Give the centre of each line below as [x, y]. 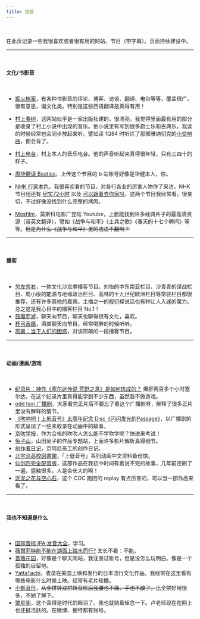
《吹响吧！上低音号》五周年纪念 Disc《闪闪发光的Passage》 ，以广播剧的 [103, 419]
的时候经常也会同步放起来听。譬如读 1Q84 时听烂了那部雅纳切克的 [96, 133]
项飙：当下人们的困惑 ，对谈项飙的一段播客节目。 [75, 332]
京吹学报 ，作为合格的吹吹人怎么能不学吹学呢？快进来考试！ [88, 434]
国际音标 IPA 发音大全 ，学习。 [51, 543]
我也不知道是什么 [27, 517]
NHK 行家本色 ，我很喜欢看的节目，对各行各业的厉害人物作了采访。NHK [102, 186]
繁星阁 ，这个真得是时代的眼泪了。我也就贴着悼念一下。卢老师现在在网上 [103, 603]
